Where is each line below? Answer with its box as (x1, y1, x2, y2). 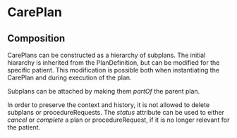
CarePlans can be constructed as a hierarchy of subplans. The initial (7, 51, 206, 59)
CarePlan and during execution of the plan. (7, 73, 132, 82)
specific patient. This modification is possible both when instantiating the (7, 66, 220, 74)
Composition (7, 32, 66, 44)
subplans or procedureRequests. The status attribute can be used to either (7, 108, 224, 116)
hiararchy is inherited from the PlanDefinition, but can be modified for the (7, 58, 220, 67)
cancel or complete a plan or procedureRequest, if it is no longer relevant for (7, 115, 230, 124)
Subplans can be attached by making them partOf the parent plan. (7, 87, 200, 95)
